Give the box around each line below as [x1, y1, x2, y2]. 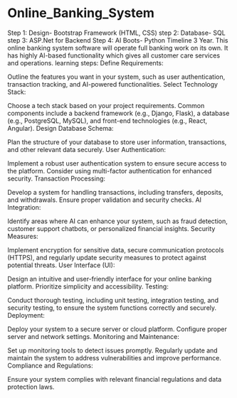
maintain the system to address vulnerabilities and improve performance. [7, 353, 222, 362]
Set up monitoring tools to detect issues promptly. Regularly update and [7, 346, 218, 355]
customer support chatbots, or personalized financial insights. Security [7, 224, 216, 232]
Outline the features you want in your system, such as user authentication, [7, 72, 226, 81]
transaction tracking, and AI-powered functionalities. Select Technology [7, 80, 218, 88]
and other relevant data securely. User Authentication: [7, 145, 166, 154]
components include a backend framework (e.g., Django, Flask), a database [7, 109, 230, 117]
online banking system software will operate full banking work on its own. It [7, 43, 228, 52]
